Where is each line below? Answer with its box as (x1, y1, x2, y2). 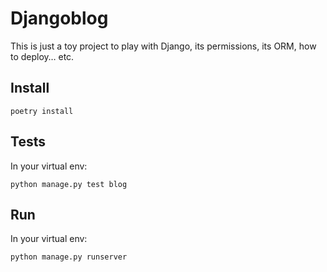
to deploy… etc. (10, 50, 75, 62)
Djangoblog (10, 7, 109, 30)
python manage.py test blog (10, 179, 128, 189)
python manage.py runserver (10, 252, 128, 262)
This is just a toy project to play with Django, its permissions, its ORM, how (10, 40, 317, 52)
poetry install (10, 106, 74, 116)
